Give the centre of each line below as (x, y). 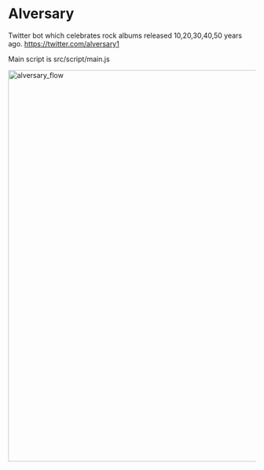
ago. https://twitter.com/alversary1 (64, 43)
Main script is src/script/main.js (59, 59)
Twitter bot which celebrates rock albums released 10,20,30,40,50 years (125, 35)
